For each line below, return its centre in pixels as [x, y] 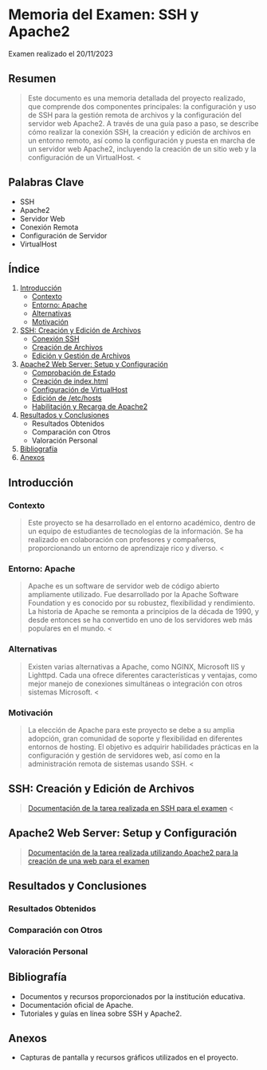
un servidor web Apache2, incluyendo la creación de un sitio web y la [142, 148]
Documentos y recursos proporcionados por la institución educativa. [132, 996]
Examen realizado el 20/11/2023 [61, 53]
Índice [24, 269]
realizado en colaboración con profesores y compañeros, [122, 540]
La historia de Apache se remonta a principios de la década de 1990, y [143, 612]
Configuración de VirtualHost [80, 390]
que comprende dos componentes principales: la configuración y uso [142, 106]
